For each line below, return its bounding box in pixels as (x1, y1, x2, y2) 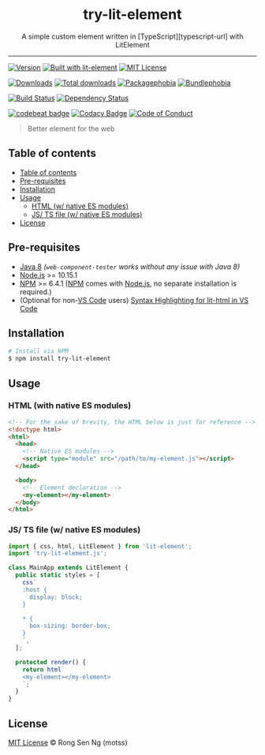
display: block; (28, 593, 83, 601)
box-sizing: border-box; (28, 622, 111, 630)
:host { (22, 585, 47, 593)
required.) (19, 286, 53, 297)
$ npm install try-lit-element (8, 355, 111, 363)
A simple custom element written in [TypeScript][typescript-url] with (21, 32, 244, 41)
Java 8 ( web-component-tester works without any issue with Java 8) (19, 262, 241, 271)
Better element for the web (27, 124, 115, 133)
